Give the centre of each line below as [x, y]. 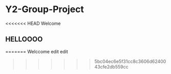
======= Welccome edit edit [37, 51]
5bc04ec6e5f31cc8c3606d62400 [130, 61]
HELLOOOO [24, 39]
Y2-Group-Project [45, 9]
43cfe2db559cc [112, 66]
